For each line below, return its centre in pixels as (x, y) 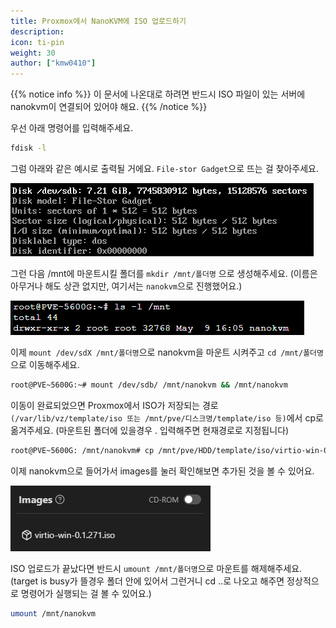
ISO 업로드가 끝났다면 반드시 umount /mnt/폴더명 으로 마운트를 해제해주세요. (156, 568)
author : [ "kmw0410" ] (53, 63)
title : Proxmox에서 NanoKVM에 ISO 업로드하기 (98, 21)
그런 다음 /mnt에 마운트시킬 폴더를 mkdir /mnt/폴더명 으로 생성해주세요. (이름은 (164, 273)
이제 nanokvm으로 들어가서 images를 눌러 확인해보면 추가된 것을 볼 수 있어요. (162, 471)
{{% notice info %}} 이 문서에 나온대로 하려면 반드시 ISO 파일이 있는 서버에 (158, 94)
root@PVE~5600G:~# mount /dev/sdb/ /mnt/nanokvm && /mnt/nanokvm (149, 385)
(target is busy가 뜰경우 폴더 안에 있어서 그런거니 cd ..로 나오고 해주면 (147, 581)
